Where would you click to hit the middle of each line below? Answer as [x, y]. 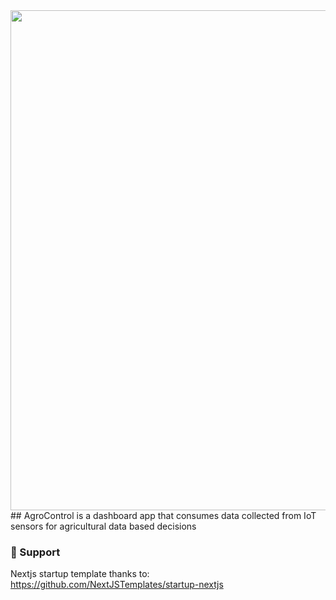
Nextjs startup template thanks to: [80, 574]
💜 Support [35, 552]
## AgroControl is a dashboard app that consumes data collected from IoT [163, 515]
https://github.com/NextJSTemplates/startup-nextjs [117, 585]
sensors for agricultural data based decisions [103, 526]
